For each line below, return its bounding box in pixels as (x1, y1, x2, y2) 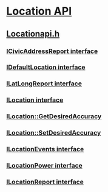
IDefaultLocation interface (6, 63, 86, 71)
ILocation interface (6, 96, 64, 104)
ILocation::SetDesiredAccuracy (6, 129, 101, 137)
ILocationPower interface (6, 161, 83, 169)
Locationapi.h (6, 29, 60, 39)
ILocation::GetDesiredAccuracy (6, 112, 102, 121)
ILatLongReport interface (6, 79, 82, 88)
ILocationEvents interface (6, 145, 84, 154)
